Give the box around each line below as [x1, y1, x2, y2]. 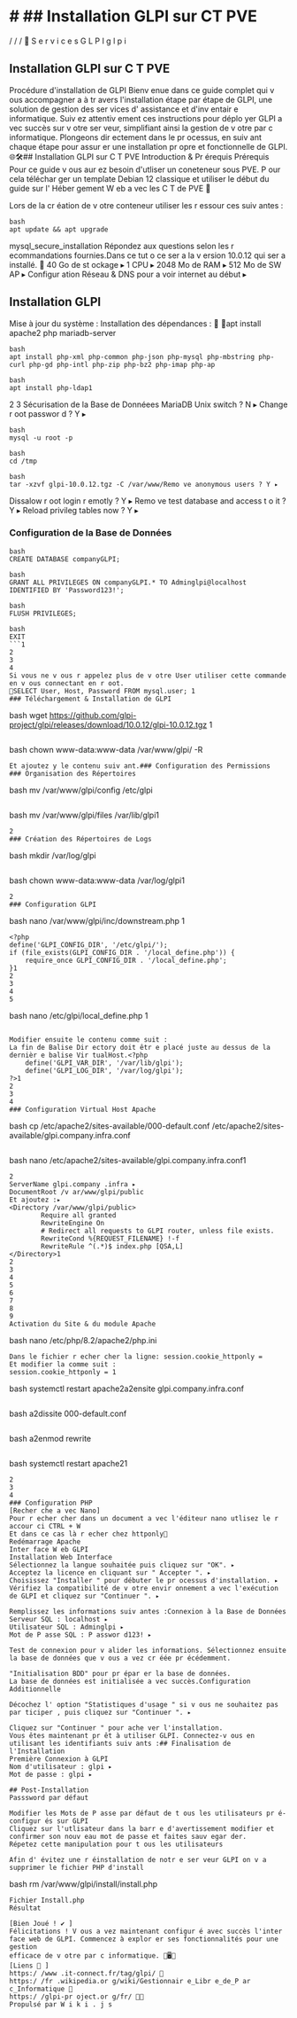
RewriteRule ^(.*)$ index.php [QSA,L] [41, 1241, 184, 1251]
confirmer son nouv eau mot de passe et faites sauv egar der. [9, 1832, 247, 1841]
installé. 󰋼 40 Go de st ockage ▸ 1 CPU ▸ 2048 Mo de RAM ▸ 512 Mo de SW [9, 259, 282, 270]
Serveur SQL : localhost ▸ [9, 1615, 109, 1623]
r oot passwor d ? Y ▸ [9, 408, 87, 418]
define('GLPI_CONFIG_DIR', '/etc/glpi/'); [9, 940, 168, 950]
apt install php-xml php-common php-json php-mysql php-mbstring [9, 352, 255, 361]
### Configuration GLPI [9, 900, 97, 909]
